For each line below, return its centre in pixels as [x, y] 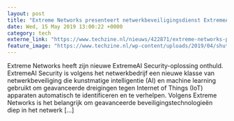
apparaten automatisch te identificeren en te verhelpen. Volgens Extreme [112, 95]
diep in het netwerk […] [41, 110]
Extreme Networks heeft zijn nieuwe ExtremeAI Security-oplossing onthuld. [115, 66]
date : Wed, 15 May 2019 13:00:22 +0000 [65, 26]
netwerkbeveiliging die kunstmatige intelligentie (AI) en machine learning [112, 80]
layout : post [26, 14]
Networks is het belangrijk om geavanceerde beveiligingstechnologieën [110, 103]
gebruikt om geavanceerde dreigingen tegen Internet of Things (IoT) [105, 88]
